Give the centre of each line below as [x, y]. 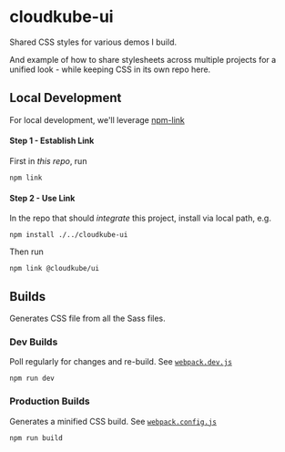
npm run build [36, 438]
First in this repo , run [48, 160]
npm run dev [32, 379]
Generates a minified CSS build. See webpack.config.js [113, 421]
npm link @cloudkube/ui [55, 269]
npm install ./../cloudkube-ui [69, 235]
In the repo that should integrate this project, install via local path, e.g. [140, 218]
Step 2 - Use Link [42, 198]
